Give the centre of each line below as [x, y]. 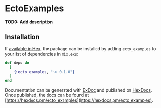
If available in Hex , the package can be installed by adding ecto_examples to [80, 48]
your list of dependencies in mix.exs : [42, 54]
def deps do [17, 63]
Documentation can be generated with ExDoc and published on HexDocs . [79, 90]
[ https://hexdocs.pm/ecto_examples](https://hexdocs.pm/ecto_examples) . [79, 100]
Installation [22, 37]
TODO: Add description [29, 22]
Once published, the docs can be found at [47, 95]
